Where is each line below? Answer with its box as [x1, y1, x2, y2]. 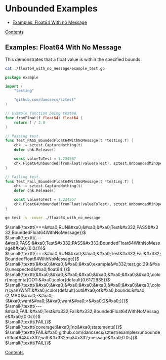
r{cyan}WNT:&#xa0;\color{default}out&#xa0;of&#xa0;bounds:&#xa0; [5, 287, 146, 293]
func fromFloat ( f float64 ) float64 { [5, 115, 83, 120]
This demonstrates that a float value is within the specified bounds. [5, 56, 142, 62]
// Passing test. [5, 134, 41, 138]
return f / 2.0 [14, 120, 45, 125]
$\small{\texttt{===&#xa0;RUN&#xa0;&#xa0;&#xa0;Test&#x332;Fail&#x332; [5, 250, 161, 256]
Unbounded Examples [5, 3, 98, 14]
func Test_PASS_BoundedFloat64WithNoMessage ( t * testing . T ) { [5, 138, 134, 143]
